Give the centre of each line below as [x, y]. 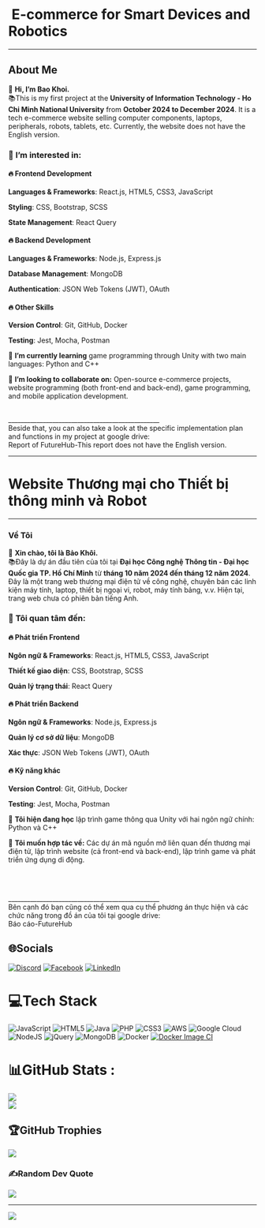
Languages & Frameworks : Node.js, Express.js [85, 259]
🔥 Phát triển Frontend [44, 638]
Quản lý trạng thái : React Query [60, 686]
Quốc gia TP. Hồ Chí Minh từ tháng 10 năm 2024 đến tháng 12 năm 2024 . [129, 573]
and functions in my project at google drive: [79, 436]
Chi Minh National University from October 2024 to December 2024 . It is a [132, 109]
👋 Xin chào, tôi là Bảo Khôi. [53, 552]
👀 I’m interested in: [45, 155]
